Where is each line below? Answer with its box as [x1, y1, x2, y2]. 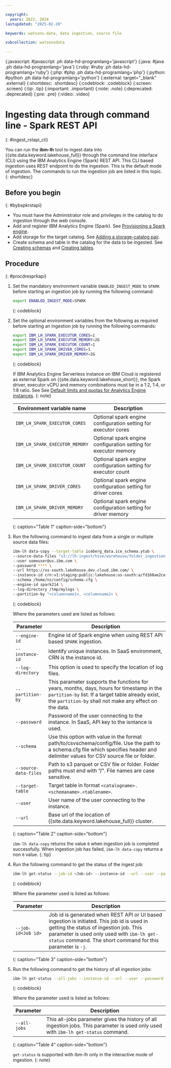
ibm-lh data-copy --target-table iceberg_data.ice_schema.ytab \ [12, 549, 154, 554]
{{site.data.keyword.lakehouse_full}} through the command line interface [5, 152, 158, 158]
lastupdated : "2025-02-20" [5, 21, 63, 27]
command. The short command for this [66, 937, 159, 944]
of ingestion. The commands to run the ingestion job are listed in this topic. [5, 168, 162, 174]
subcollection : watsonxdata [5, 40, 65, 45]
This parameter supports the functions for [48, 678, 149, 685]
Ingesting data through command [5, 109, 150, 121]
